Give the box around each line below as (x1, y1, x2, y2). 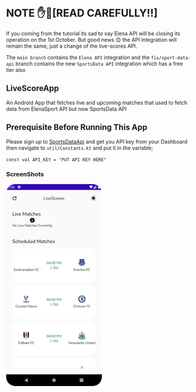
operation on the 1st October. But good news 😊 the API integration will (6, 36, 177, 43)
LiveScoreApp (6, 84, 59, 94)
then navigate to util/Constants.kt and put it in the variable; (6, 144, 153, 151)
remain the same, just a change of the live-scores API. (6, 42, 138, 49)
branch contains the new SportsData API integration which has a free (15, 60, 184, 67)
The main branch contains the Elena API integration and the (6, 54, 150, 61)
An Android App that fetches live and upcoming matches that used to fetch (6, 99, 187, 106)
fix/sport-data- (151, 55, 191, 61)
